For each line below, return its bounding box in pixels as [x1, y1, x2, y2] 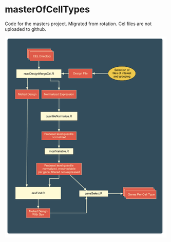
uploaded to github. [5, 26, 47, 32]
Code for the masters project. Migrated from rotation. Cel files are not [5, 21, 152, 27]
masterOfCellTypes [5, 4, 90, 15]
